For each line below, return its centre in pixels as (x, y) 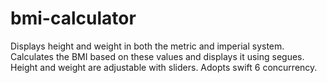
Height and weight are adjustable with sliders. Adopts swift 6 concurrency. (164, 67)
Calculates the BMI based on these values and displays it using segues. (157, 56)
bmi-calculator (73, 18)
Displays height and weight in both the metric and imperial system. (147, 46)
